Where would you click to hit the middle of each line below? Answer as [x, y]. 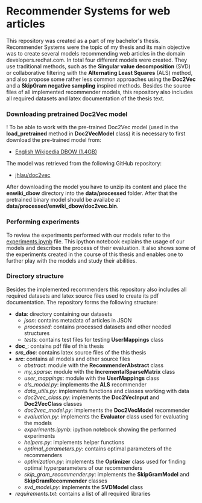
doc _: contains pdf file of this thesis [59, 346]
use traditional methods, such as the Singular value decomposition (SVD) [99, 66]
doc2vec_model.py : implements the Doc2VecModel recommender [107, 410]
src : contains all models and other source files [73, 359]
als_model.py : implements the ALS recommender [85, 384]
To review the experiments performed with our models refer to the [88, 235]
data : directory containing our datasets [64, 314]
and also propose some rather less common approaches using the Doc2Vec [101, 79]
